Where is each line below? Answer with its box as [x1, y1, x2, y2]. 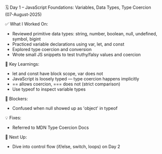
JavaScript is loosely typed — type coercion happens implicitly [12, 76, 139, 81]
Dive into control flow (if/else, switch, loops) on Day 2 [12, 144, 120, 149]
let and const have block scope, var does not [12, 71, 103, 77]
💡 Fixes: [5, 115, 22, 121]
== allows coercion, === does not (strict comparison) [12, 81, 121, 87]
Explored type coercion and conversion [12, 47, 92, 52]
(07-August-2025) [5, 12, 42, 17]
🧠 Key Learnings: [5, 61, 40, 67]
